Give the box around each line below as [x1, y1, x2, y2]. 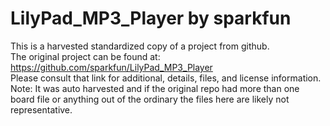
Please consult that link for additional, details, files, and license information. [10, 72, 322, 84]
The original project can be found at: [10, 50, 161, 62]
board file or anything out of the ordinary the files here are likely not [10, 93, 290, 105]
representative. [10, 103, 73, 116]
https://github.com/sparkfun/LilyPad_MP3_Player [10, 61, 213, 73]
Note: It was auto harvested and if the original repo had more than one [10, 82, 300, 94]
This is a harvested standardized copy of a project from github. [10, 40, 270, 52]
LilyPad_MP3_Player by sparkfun [10, 7, 292, 30]
